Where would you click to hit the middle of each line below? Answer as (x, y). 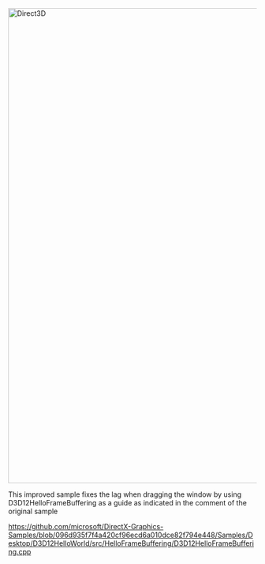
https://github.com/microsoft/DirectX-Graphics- (86, 526)
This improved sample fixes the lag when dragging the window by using (125, 494)
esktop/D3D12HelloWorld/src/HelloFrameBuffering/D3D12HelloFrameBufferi (131, 543)
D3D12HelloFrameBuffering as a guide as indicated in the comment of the (127, 503)
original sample (33, 511)
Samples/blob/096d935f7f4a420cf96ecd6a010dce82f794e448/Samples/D (131, 535)
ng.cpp (20, 552)
